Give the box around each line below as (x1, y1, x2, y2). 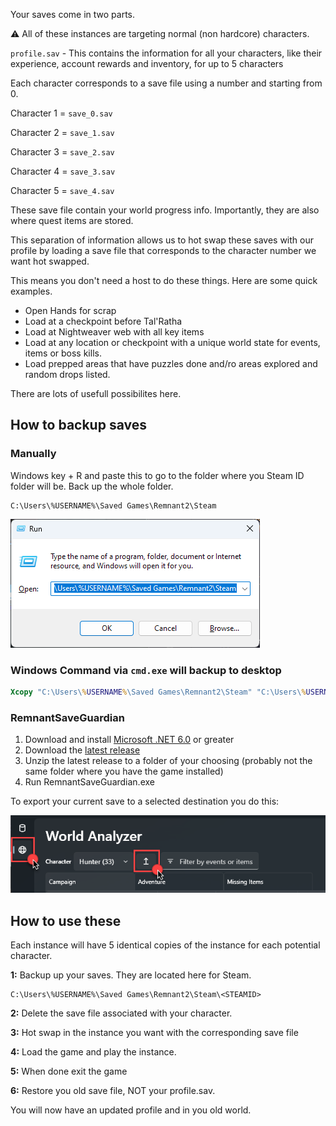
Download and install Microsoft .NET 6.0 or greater (24, 734, 235, 746)
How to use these (10, 912, 122, 929)
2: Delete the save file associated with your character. (10, 1007, 233, 1019)
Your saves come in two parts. (10, 9, 136, 20)
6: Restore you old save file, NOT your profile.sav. (10, 1085, 216, 1097)
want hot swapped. (10, 255, 90, 267)
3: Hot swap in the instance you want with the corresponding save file (10, 1027, 299, 1039)
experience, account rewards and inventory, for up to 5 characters (10, 58, 284, 69)
